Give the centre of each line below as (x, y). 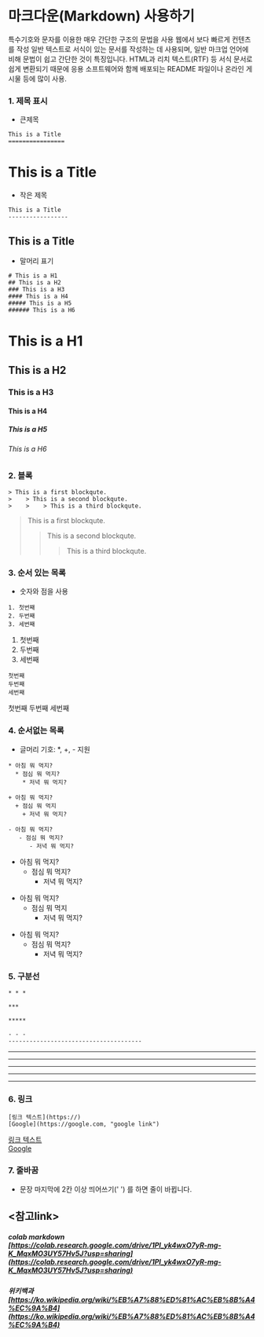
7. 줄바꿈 (24, 1170)
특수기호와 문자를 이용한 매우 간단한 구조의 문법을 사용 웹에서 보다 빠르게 (119, 39)
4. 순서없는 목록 (36, 731)
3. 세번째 (22, 625)
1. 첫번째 (22, 608)
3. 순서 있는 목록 (37, 573)
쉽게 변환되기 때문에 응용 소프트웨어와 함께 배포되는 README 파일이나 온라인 (126, 68)
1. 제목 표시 (28, 101)
